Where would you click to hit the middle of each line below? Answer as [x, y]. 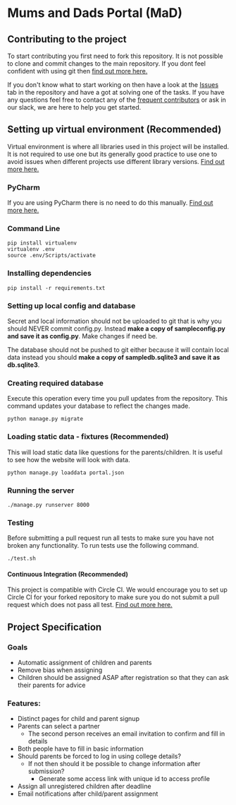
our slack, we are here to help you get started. [74, 107]
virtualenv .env [31, 249]
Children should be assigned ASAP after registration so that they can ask [123, 678]
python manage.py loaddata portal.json [66, 472]
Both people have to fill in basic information [80, 749]
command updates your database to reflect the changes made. [99, 406]
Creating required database [55, 383]
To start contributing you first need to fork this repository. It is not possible [115, 56]
